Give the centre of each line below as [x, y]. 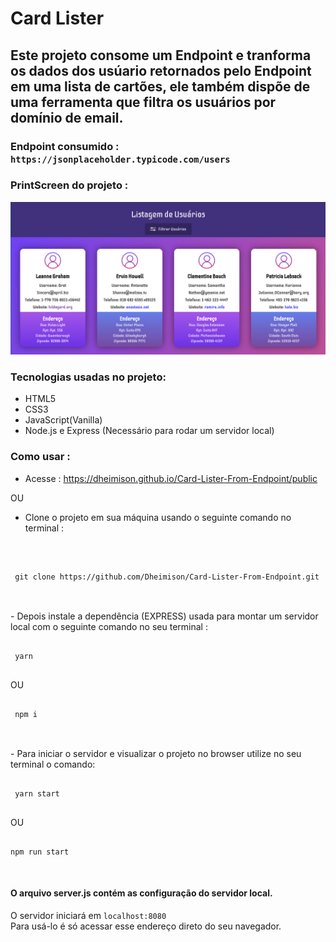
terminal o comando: [53, 764]
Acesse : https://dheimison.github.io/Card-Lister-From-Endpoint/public [171, 478]
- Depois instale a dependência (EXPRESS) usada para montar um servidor [164, 616]
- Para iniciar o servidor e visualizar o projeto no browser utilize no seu [156, 753]
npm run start [40, 852]
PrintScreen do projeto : [69, 185]
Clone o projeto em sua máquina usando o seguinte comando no [158, 517]
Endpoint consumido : [65, 146]
